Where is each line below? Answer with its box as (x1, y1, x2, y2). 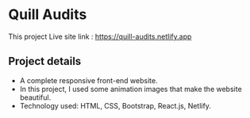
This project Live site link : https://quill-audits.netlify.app (8, 32, 192, 41)
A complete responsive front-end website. (19, 75, 158, 85)
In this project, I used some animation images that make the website (19, 84, 242, 93)
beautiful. (19, 93, 52, 102)
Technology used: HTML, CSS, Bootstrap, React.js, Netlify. (19, 101, 212, 110)
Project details (8, 55, 82, 68)
